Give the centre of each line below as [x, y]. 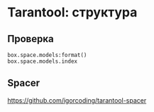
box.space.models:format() [47, 55]
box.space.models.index [43, 61]
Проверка [31, 39]
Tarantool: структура [72, 12]
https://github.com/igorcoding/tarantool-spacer [77, 100]
